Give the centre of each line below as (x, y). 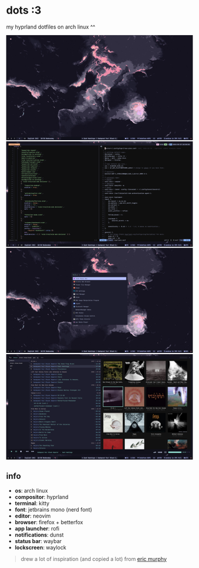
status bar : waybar (38, 541)
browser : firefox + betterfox (49, 522)
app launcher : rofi (37, 528)
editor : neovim (33, 516)
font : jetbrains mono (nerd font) (53, 509)
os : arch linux (31, 490)
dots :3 (24, 10)
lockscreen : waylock (40, 547)
